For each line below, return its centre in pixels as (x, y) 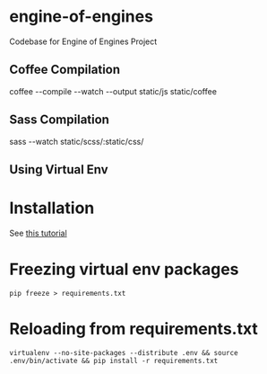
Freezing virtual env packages (124, 269)
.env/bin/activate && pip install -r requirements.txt (114, 361)
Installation (52, 208)
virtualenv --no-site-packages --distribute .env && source (124, 352)
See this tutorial (38, 233)
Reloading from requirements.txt (133, 329)
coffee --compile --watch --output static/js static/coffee (113, 91)
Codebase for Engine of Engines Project (83, 41)
